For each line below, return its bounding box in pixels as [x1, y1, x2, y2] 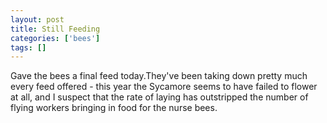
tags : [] [10, 42, 47, 53]
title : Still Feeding [10, 24, 101, 34]
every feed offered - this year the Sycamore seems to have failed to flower [10, 81, 318, 93]
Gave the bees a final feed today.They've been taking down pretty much [10, 70, 308, 82]
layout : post [10, 14, 65, 25]
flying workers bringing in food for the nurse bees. [10, 102, 218, 114]
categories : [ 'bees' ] [10, 33, 101, 43]
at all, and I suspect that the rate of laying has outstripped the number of [10, 91, 309, 103]
